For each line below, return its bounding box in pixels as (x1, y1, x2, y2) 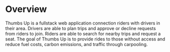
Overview (5, 3, 47, 15)
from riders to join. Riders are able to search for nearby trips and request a (5, 30, 161, 36)
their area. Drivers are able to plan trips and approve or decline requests (5, 25, 156, 31)
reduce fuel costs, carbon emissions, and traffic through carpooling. (5, 41, 148, 47)
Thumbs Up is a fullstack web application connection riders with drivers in (5, 20, 161, 26)
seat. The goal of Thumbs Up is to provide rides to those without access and (5, 36, 165, 42)
